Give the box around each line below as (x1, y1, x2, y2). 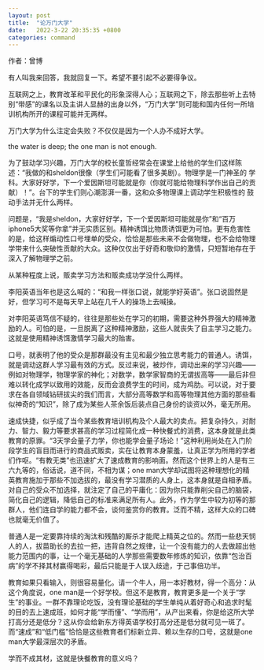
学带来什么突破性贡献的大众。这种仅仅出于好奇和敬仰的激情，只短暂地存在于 (8, 244, 256, 253)
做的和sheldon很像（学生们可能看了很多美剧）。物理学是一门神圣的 (31, 168, 247, 177)
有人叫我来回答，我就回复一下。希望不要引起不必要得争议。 (8, 73, 201, 83)
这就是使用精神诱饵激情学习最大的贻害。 (8, 333, 139, 343)
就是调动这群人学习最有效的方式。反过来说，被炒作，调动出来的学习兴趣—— (8, 360, 256, 370)
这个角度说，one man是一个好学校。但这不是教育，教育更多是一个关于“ (8, 588, 240, 597)
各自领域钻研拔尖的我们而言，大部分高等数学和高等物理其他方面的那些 (21, 389, 249, 399)
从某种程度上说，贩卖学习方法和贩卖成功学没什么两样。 (8, 270, 187, 280)
